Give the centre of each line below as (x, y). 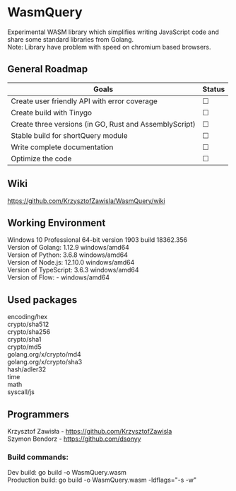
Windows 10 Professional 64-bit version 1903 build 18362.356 (98, 240)
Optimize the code (41, 158)
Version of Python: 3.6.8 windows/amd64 (68, 255)
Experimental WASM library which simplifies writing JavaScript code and (113, 32)
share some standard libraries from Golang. (71, 39)
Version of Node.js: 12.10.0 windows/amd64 (71, 262)
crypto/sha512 (28, 324)
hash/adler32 (27, 369)
